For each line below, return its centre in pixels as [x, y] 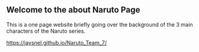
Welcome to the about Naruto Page [73, 10]
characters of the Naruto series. [46, 31]
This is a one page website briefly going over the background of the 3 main [99, 24]
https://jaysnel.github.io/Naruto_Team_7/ [57, 42]
